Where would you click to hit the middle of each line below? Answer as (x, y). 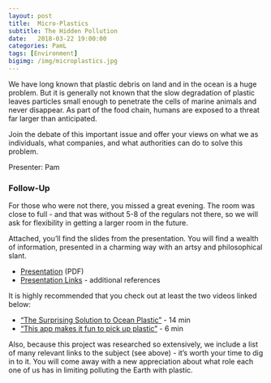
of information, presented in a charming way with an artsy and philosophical (135, 247)
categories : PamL (38, 46)
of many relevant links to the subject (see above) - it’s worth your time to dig (136, 353)
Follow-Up (29, 188)
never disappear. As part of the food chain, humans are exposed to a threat (134, 109)
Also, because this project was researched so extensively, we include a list (133, 344)
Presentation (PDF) (52, 271)
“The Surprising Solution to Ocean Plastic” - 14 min (105, 320)
